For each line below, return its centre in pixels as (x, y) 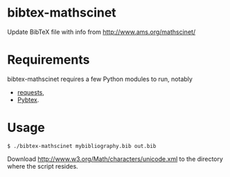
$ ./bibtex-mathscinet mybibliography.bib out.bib (82, 146)
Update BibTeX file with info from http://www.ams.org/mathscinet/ (101, 32)
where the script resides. (43, 166)
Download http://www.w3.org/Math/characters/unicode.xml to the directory (115, 159)
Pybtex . (28, 100)
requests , (31, 92)
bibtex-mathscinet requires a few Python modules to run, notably (100, 79)
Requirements (48, 60)
